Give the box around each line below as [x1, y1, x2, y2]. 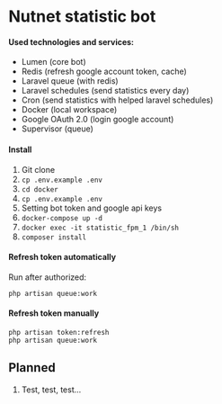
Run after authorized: [8, 272, 87, 283]
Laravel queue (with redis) [21, 76, 119, 86]
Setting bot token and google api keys [21, 202, 163, 213]
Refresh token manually [8, 308, 100, 319]
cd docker [21, 184, 59, 194]
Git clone [21, 164, 56, 175]
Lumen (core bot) [21, 57, 86, 67]
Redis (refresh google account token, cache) [21, 66, 188, 77]
